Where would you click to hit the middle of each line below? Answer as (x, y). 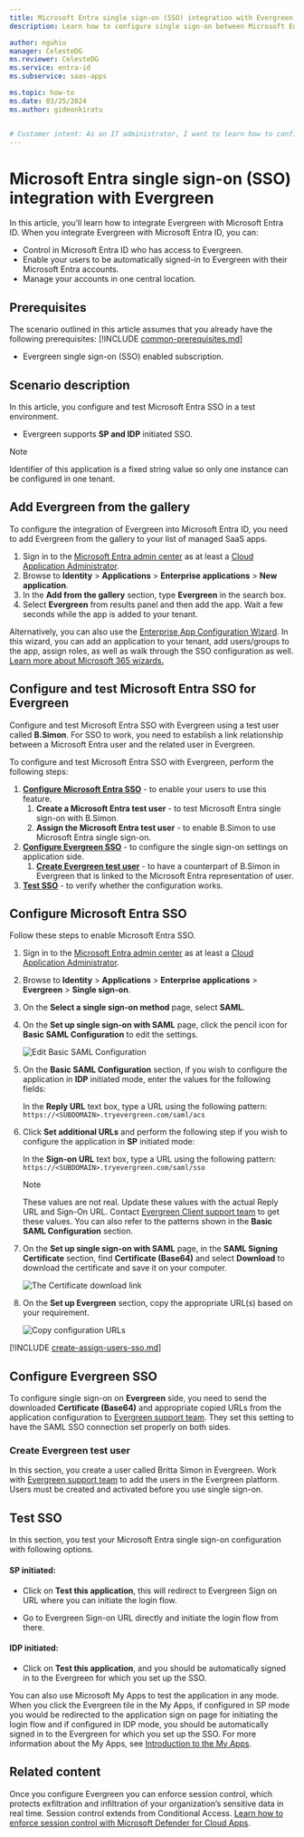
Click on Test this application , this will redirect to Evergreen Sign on (150, 1590)
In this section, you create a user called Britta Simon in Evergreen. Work (143, 1470)
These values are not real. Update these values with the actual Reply (150, 1203)
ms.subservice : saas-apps (58, 77)
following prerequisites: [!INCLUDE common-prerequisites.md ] (126, 339)
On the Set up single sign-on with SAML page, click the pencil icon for (155, 1025)
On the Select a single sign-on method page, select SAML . (134, 1008)
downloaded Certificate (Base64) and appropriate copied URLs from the (146, 1408)
